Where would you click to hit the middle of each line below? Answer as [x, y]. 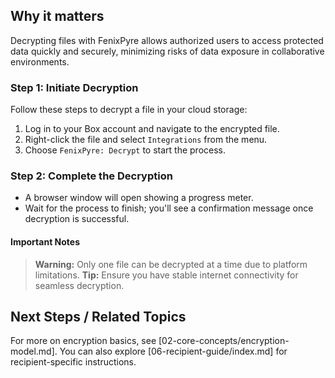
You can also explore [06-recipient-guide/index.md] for [173, 351]
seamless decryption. [79, 285]
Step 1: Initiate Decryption [74, 87]
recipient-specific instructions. [73, 362]
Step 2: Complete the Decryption [91, 176]
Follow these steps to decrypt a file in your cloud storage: [129, 110]
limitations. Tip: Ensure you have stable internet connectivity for [166, 275]
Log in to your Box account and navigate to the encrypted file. [152, 129]
